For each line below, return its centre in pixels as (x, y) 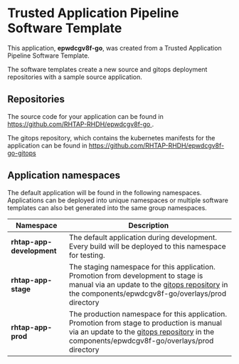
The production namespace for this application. (148, 313)
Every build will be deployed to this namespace (147, 246)
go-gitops (22, 153)
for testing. (87, 255)
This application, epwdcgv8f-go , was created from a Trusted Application (115, 48)
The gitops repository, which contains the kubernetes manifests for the (111, 137)
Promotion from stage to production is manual (145, 323)
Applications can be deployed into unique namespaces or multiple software (118, 200)
